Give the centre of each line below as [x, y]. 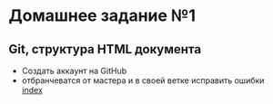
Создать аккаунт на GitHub [74, 71]
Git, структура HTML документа [105, 49]
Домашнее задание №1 [102, 16]
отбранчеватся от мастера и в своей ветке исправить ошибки [143, 80]
